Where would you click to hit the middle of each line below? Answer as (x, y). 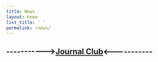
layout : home (22, 17)
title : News (20, 11)
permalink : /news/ (28, 28)
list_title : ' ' (26, 22)
